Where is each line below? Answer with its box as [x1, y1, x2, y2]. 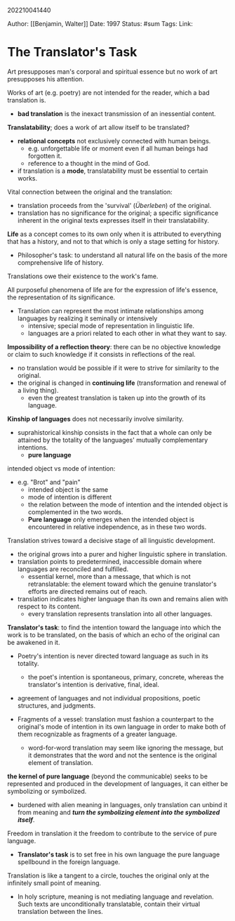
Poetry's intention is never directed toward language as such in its [17, 651, 209, 660]
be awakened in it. [7, 638, 60, 646]
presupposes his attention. [7, 74, 84, 83]
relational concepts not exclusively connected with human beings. [17, 136, 211, 145]
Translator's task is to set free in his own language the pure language [17, 850, 220, 858]
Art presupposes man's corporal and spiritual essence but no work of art [7, 67, 218, 76]
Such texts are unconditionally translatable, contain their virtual [17, 899, 201, 908]
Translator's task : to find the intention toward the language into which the [7, 623, 222, 632]
